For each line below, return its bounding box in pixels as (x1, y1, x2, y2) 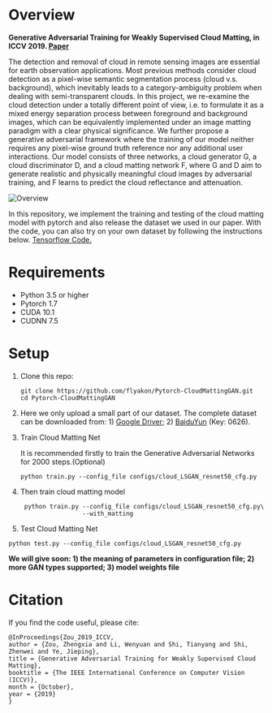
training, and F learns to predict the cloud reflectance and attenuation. (8, 177, 244, 187)
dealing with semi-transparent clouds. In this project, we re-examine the (8, 91, 250, 101)
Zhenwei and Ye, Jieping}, (8, 647, 100, 655)
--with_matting (82, 509, 134, 518)
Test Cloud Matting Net (19, 523, 98, 533)
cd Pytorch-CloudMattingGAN (19, 393, 115, 402)
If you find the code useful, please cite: (8, 617, 140, 627)
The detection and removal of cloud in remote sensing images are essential (8, 57, 261, 67)
